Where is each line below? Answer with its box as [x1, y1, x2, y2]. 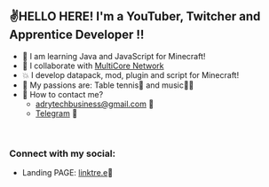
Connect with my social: [9, 147, 116, 160]
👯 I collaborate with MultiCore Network [21, 60, 164, 71]
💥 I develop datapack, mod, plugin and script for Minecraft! [21, 69, 240, 80]
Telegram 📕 [35, 107, 78, 119]
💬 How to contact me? [21, 89, 104, 99]
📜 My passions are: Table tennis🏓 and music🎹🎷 [21, 80, 194, 90]
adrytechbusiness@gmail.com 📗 [35, 98, 154, 109]
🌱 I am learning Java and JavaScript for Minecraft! [21, 51, 206, 61]
